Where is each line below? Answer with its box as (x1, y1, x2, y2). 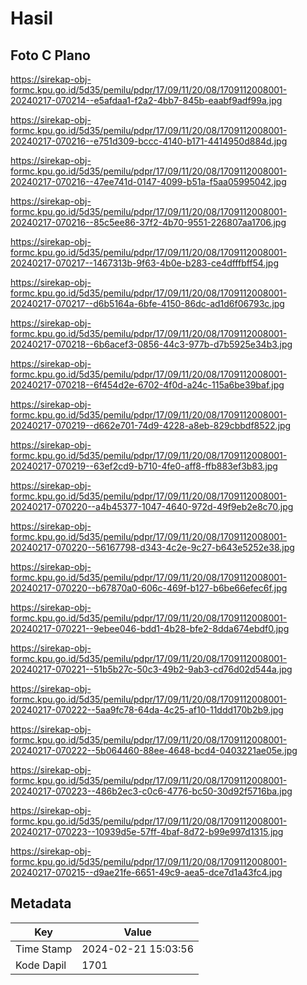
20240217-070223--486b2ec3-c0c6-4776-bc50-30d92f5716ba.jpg (10, 785, 293, 797)
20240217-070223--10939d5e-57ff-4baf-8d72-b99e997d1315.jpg (10, 826, 284, 837)
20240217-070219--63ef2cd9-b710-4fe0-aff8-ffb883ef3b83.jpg (10, 460, 278, 472)
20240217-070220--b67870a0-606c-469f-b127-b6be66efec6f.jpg (10, 582, 288, 594)
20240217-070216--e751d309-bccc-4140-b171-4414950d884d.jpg (10, 135, 288, 147)
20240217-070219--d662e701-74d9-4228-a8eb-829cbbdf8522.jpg (10, 420, 292, 431)
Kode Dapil (15, 958, 67, 972)
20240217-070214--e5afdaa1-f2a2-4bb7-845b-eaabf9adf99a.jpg (10, 95, 283, 106)
